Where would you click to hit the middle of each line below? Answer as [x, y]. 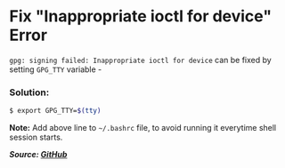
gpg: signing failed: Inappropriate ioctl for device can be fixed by [140, 60]
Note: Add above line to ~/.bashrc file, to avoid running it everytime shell [143, 128]
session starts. [36, 137]
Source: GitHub [38, 155]
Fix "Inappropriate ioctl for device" [141, 16]
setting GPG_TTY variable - [56, 69]
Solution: [29, 92]
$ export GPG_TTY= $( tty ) [55, 111]
